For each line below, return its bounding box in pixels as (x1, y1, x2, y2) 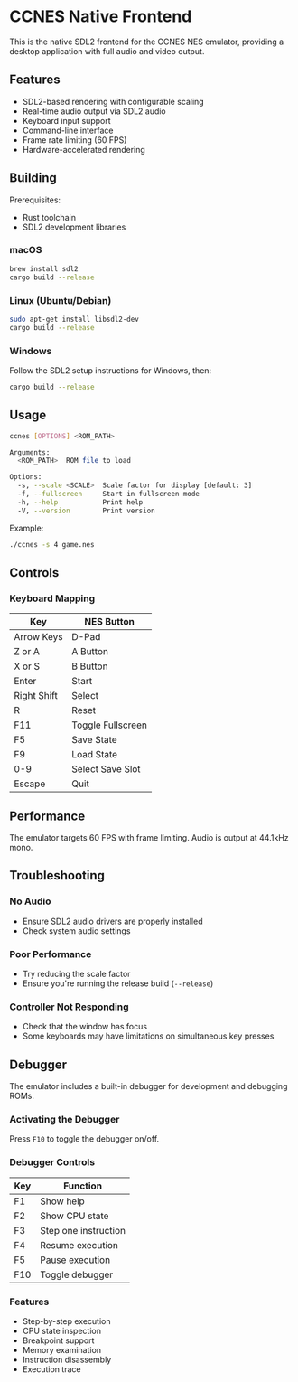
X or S (14, 660, 41, 672)
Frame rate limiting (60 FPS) (22, 134, 127, 146)
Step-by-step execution (22, 1316, 111, 1326)
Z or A (14, 645, 41, 658)
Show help (40, 1195, 86, 1208)
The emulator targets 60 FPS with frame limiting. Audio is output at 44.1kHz (9, 832, 289, 843)
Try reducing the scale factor (22, 969, 131, 979)
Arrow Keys (14, 631, 63, 644)
